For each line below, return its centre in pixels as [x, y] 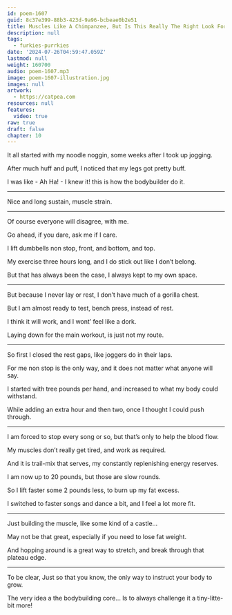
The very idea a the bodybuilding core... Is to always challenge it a [101, 598]
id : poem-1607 [28, 13]
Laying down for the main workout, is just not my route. [86, 335]
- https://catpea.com [45, 97]
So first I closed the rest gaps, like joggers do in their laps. [90, 355]
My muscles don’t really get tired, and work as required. [87, 450]
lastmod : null [28, 59]
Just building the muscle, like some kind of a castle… [83, 524]
